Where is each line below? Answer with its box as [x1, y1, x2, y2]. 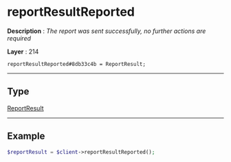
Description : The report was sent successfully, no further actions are [7, 27, 206, 35]
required [7, 34, 32, 42]
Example [7, 130, 45, 142]
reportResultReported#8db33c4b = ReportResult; [7, 60, 146, 67]
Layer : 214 [7, 47, 39, 56]
